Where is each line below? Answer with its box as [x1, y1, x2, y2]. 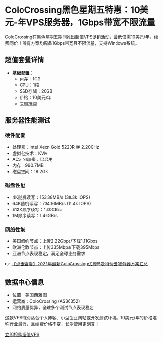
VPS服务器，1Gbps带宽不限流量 [26, 17, 156, 28]
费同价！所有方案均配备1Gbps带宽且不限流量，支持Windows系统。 [5, 40, 140, 46]
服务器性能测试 [5, 116, 50, 125]
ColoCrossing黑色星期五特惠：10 [5, 4, 140, 16]
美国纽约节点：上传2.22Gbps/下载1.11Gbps [12, 238, 98, 244]
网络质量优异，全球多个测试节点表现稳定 [12, 304, 94, 310]
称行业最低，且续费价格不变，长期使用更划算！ [5, 321, 99, 327]
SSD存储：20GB [19, 88, 53, 94]
